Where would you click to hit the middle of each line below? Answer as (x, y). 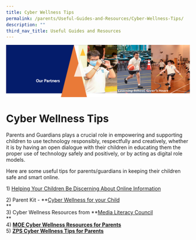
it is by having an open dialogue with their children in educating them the (93, 147)
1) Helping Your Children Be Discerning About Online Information (84, 188)
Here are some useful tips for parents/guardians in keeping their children (93, 171)
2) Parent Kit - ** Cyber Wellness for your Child (63, 200)
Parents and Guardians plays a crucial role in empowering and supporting (94, 135)
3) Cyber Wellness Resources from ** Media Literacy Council (80, 212)
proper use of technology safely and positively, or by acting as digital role (94, 153)
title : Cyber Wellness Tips (40, 12)
